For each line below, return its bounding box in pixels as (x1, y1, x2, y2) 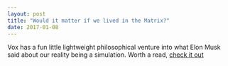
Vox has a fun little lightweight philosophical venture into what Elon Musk (7, 43, 221, 52)
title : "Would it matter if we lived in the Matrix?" (7, 17, 170, 24)
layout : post (7, 10, 46, 18)
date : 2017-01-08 (7, 23, 59, 31)
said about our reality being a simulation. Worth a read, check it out (7, 50, 204, 59)
